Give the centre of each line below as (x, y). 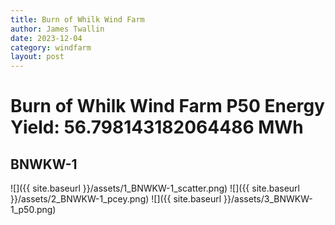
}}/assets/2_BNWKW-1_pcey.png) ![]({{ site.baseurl (116, 199)
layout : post (37, 57)
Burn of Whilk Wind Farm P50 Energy (167, 106)
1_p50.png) (33, 210)
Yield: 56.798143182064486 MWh (157, 127)
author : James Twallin (57, 29)
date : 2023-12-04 (46, 38)
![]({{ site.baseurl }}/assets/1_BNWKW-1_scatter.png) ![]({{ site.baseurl (155, 188)
